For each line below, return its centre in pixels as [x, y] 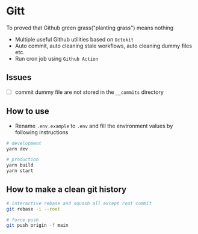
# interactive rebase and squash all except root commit [79, 203]
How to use [28, 112]
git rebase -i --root [33, 209]
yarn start [20, 171]
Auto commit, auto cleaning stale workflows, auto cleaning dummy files [104, 46]
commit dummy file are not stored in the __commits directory [89, 92]
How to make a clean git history [67, 190]
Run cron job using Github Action [57, 58]
